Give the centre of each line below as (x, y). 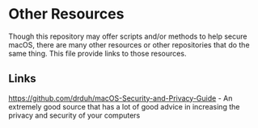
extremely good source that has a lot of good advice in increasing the (124, 106)
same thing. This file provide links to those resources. (97, 53)
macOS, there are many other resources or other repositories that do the (129, 44)
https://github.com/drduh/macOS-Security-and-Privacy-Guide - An (121, 98)
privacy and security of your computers (74, 115)
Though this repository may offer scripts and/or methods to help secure (128, 36)
